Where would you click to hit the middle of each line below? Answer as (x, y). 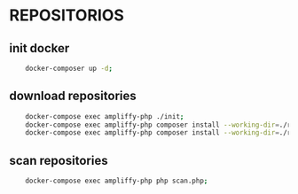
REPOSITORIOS (67, 16)
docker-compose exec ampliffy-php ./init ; (105, 116)
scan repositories (59, 160)
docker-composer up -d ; (69, 68)
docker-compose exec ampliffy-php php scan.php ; (117, 181)
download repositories (73, 96)
